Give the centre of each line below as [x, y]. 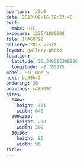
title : [14, 150]
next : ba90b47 [24, 78]
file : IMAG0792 [25, 39]
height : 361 [31, 105]
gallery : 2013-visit [32, 45]
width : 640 [30, 111]
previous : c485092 [29, 89]
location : [18, 56]
